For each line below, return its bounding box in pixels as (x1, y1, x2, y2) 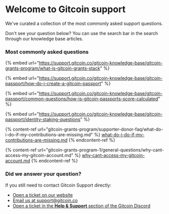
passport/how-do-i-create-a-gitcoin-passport (5, 80, 101, 87)
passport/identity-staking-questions (5, 116, 81, 123)
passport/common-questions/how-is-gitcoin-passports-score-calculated (5, 96, 158, 102)
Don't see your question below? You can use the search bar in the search (5, 30, 158, 36)
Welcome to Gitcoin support (5, 4, 125, 15)
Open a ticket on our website (12, 192, 73, 198)
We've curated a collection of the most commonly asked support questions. (5, 20, 163, 26)
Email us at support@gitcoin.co (12, 197, 78, 203)
